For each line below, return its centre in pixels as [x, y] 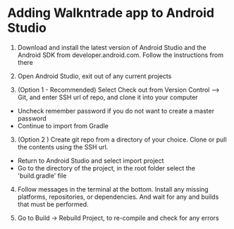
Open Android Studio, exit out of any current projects [94, 76]
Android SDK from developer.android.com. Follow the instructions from [121, 55]
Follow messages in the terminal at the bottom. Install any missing [113, 189]
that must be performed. [53, 204]
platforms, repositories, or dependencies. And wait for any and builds [118, 197]
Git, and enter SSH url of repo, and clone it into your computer [108, 97]
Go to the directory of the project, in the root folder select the [106, 168]
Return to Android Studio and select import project [91, 161]
